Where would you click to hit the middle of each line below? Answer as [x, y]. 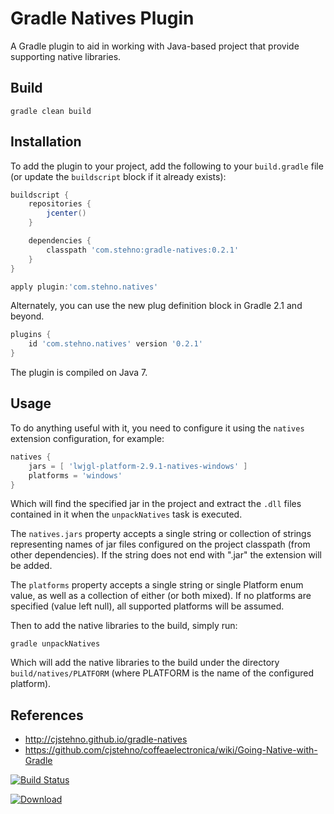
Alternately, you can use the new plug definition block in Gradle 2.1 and [156, 306]
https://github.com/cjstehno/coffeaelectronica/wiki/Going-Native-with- [171, 750]
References [47, 715]
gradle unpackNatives [55, 644]
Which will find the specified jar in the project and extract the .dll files [156, 504]
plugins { [31, 335]
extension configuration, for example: [87, 438]
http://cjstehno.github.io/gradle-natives [106, 739]
